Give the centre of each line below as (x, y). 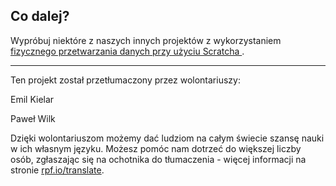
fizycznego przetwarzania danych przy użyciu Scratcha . (127, 51)
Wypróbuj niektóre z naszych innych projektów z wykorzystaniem (146, 40)
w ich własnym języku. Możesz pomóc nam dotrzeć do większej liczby (156, 148)
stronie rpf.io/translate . (57, 170)
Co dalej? (40, 16)
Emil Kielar (32, 99)
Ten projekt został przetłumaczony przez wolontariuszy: (125, 80)
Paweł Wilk (33, 118)
